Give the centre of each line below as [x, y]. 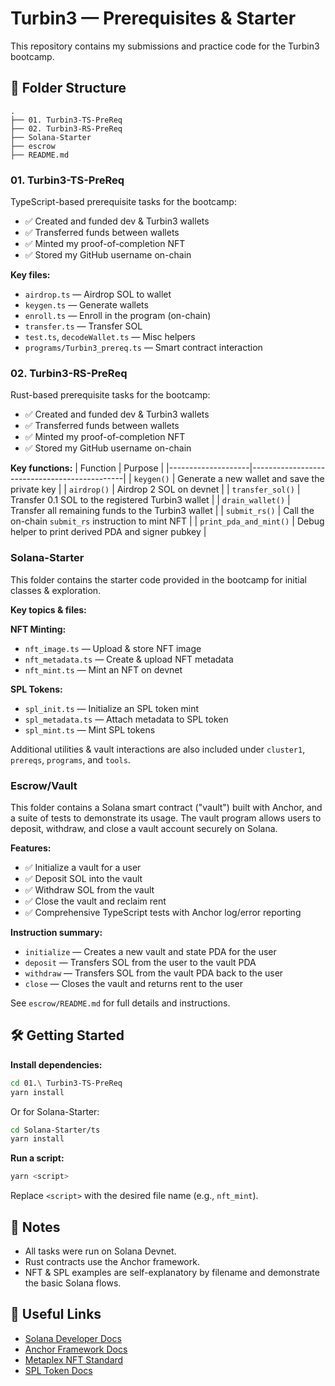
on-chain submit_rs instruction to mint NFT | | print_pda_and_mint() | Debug [167, 521]
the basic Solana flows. [73, 1283]
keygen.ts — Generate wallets [86, 305]
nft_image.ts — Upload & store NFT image [113, 648]
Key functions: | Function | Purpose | [87, 468]
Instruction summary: [56, 932]
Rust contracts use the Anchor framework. [112, 1261]
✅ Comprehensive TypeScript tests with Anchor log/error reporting [163, 912]
